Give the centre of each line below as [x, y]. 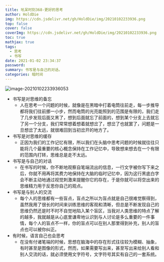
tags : [11, 47]
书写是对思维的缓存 [32, 136]
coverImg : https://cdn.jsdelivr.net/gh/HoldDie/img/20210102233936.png [81, 33]
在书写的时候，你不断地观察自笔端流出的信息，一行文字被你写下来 [87, 167]
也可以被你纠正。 [42, 229]
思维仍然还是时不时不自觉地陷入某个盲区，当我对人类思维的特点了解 [89, 211]
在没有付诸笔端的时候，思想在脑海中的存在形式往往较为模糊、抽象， [89, 242]
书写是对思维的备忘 [32, 99]
